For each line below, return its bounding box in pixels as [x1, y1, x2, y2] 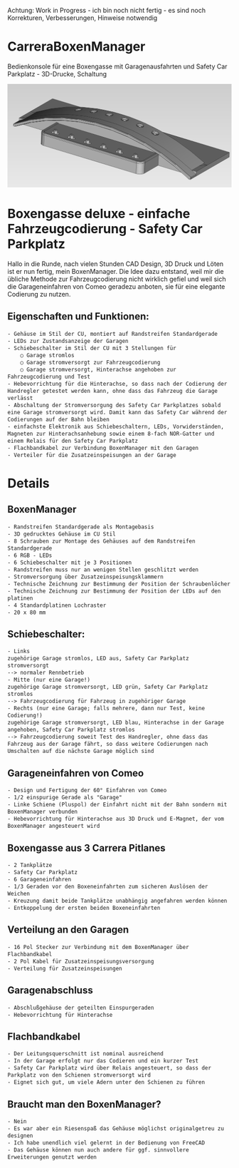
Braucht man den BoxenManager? [7, 1098, 161, 1110]
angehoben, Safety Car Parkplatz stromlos [7, 727, 135, 734]
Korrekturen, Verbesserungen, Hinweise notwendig [7, 14, 158, 22]
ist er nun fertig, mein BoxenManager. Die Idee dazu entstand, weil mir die [7, 267, 224, 275]
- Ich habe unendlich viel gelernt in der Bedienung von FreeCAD [7, 1139, 205, 1147]
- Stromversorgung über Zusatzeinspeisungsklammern [7, 573, 164, 580]
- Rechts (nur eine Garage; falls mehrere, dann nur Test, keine [7, 705, 205, 712]
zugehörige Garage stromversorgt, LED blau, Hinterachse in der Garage [7, 719, 224, 727]
